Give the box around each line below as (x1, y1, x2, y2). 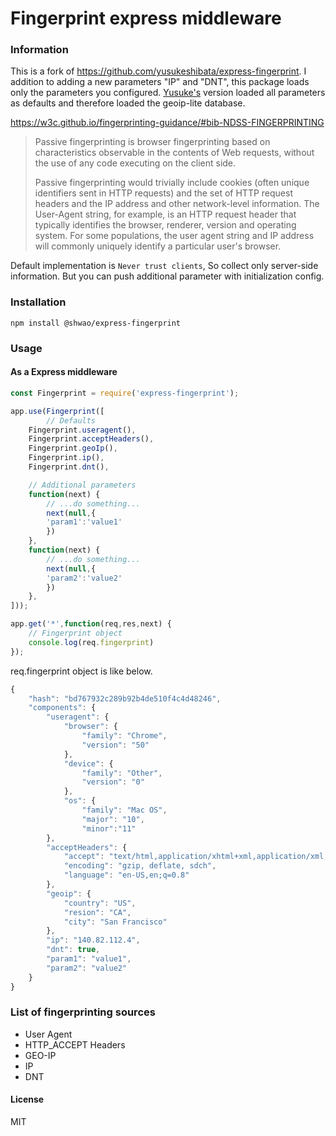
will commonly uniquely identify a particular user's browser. (34, 240, 282, 252)
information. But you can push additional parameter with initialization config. (10, 270, 325, 282)
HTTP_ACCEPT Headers (24, 1038, 126, 1051)
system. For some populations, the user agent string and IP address (34, 230, 315, 242)
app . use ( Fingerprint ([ (10, 406, 105, 416)
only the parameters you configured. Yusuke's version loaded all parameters (10, 87, 326, 99)
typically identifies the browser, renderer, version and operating (34, 219, 297, 231)
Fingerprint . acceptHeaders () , (28, 434, 155, 444)
